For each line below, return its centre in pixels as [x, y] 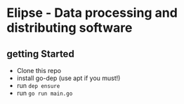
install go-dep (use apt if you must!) [68, 78]
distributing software [70, 28]
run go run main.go [45, 93]
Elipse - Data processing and [92, 13]
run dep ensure [38, 85]
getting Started [40, 54]
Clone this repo [39, 71]
